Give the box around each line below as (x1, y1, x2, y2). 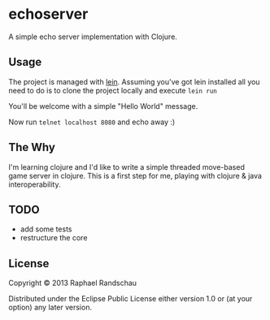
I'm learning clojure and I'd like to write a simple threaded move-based (8, 162, 246, 171)
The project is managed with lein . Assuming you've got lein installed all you (8, 76, 260, 86)
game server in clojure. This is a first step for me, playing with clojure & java (8, 171, 263, 180)
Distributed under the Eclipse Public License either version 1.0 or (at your (8, 294, 253, 304)
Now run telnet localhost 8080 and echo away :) (8, 117, 176, 127)
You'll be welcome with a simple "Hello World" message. (8, 101, 198, 110)
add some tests (20, 224, 72, 234)
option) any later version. (8, 302, 92, 313)
